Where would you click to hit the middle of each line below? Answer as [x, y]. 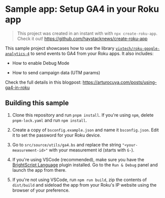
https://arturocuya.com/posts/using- [120, 82]
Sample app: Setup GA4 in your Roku [82, 9]
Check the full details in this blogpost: [43, 82]
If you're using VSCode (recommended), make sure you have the [78, 159]
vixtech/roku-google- [138, 49]
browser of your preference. [41, 190]
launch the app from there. [39, 170]
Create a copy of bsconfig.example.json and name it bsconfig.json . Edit [85, 130]
